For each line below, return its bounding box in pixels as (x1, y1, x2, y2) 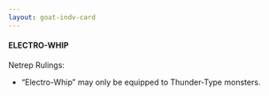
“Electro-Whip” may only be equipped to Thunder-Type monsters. (20, 77, 261, 87)
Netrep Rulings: (8, 59, 65, 70)
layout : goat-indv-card (8, 12, 96, 22)
